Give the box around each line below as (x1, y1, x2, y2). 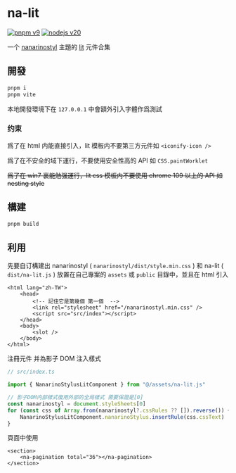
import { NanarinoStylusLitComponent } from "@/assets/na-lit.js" (7, 381, 206, 389)
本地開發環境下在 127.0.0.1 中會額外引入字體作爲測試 (7, 104, 163, 113)
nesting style (7, 179, 45, 187)
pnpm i (7, 84, 27, 92)
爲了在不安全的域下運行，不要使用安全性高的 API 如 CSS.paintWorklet (7, 156, 209, 165)
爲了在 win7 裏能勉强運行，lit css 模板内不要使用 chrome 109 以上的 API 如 (7, 171, 223, 179)
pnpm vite (7, 91, 37, 98)
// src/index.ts (7, 368, 55, 376)
